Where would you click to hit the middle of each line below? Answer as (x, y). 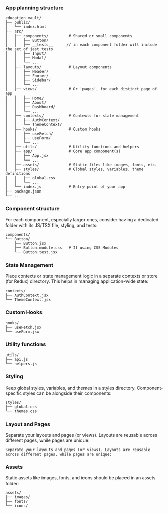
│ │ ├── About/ (26, 103)
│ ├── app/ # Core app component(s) (63, 151)
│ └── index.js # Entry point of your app (65, 187)
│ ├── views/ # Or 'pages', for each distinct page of (81, 89)
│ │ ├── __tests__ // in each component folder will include (81, 45)
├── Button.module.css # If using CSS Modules (67, 248)
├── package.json (24, 191)
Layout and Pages (28, 424)
